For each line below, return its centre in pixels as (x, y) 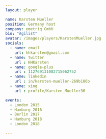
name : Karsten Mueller (29, 19)
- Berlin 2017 (25, 114)
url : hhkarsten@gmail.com (42, 53)
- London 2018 (25, 124)
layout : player (21, 10)
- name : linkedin (28, 77)
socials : (15, 43)
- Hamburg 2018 (26, 119)
